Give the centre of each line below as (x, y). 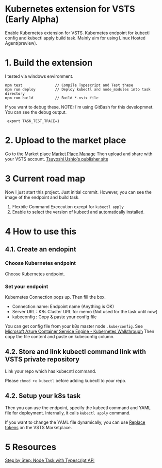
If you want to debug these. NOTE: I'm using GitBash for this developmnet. (79, 107)
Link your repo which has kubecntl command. (51, 371)
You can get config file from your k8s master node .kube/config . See (74, 326)
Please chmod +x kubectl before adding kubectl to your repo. (66, 380)
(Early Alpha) (32, 19)
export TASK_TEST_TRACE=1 (33, 121)
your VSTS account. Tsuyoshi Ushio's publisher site (57, 159)
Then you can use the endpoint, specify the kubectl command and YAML (78, 408)
